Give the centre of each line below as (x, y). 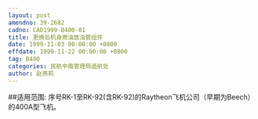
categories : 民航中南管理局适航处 (58, 67)
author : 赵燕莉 (31, 74)
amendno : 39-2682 (36, 23)
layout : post (29, 15)
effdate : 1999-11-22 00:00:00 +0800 (68, 52)
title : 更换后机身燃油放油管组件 (56, 37)
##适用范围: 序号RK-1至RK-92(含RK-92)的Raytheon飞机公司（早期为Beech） (131, 97)
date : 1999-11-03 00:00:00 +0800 (63, 45)
